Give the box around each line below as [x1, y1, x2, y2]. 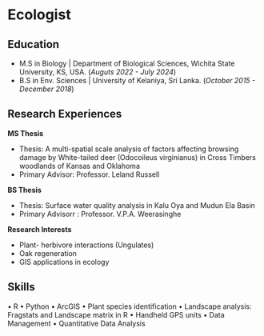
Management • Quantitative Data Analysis [7, 318, 146, 328]
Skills [7, 280, 35, 294]
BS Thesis [7, 185, 42, 194]
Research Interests [7, 224, 72, 234]
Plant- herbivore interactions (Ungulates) [18, 240, 154, 250]
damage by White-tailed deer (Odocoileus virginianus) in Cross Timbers [18, 152, 257, 162]
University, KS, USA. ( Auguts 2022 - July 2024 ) [18, 67, 177, 77]
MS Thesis [7, 128, 44, 138]
